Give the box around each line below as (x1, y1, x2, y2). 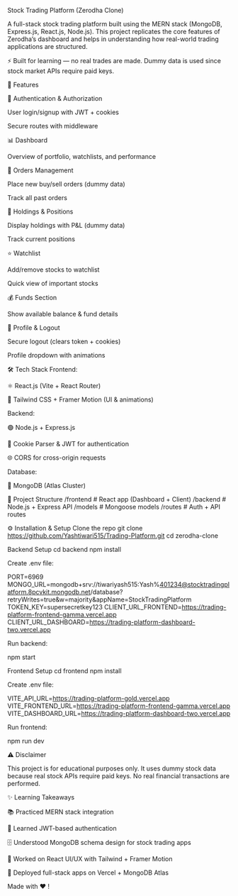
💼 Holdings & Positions (7, 207, 74, 216)
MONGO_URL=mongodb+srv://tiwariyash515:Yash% (7, 580, 160, 588)
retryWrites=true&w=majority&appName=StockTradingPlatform (7, 595, 192, 604)
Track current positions (7, 235, 76, 243)
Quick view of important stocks (7, 280, 98, 287)
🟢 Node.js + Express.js (7, 424, 76, 431)
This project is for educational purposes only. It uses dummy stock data (7, 764, 216, 773)
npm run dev (7, 737, 45, 745)
